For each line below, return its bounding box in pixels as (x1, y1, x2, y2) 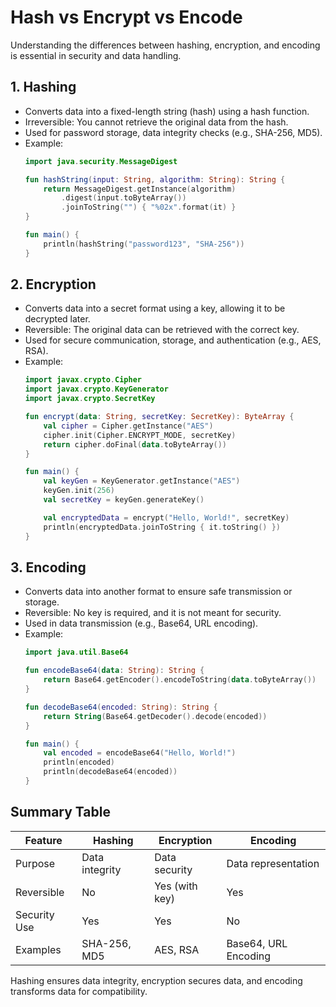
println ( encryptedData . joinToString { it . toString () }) (43, 522, 281, 532)
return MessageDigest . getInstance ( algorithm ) (43, 184, 237, 194)
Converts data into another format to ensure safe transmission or (24, 586, 293, 598)
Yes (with (154, 879, 198, 893)
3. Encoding (10, 559, 87, 576)
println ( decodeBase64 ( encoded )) (43, 767, 178, 777)
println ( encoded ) (43, 757, 116, 768)
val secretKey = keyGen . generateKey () (43, 495, 205, 505)
